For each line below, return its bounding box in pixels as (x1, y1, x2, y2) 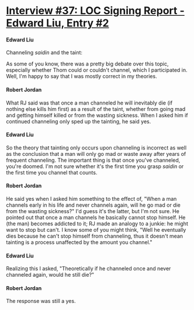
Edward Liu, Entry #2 (6, 16, 109, 30)
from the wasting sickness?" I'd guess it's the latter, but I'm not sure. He (6, 208, 179, 214)
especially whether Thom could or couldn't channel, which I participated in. (6, 67, 188, 74)
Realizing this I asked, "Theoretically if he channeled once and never (6, 265, 171, 272)
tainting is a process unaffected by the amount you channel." (6, 239, 153, 246)
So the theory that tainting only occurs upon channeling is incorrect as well (6, 144, 187, 151)
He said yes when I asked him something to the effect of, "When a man (6, 196, 177, 202)
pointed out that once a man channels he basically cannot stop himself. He (6, 214, 186, 221)
